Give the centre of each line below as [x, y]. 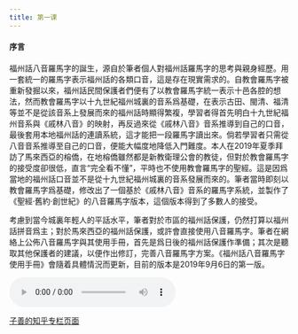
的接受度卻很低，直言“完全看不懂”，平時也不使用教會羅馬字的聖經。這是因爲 [149, 167]
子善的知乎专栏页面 [44, 321]
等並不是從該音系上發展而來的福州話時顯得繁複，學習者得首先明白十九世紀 [145, 113]
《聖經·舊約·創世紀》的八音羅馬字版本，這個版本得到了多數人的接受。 [136, 201]
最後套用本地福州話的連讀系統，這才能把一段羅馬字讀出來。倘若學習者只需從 [149, 135]
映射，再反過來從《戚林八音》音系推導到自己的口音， [192, 123]
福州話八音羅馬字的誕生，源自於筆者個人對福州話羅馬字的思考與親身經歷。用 [149, 68]
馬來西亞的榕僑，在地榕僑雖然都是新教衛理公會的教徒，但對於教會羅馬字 [157, 157]
